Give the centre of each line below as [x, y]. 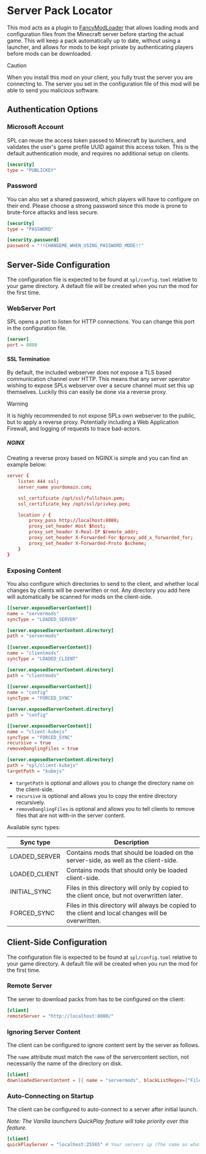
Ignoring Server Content [44, 1032]
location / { [35, 515]
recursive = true [29, 743]
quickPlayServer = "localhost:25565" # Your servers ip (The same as [97, 1144]
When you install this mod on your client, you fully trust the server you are [100, 77]
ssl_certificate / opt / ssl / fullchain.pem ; [71, 498]
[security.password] [33, 240]
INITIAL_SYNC [31, 892]
